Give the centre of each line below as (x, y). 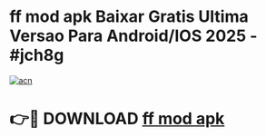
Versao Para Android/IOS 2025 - (133, 36)
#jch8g (37, 55)
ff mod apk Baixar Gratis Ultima (129, 17)
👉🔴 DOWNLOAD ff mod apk (117, 119)
